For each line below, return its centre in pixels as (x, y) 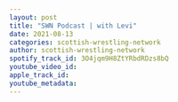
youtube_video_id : (43, 67)
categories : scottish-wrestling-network (85, 42)
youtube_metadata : (43, 83)
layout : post (33, 17)
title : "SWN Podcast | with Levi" (73, 26)
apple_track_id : (39, 75)
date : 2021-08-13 (41, 34)
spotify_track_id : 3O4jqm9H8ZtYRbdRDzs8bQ (89, 59)
